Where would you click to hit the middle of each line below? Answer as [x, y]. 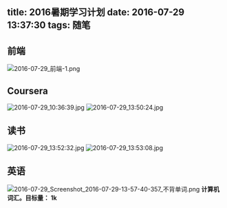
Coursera [28, 91]
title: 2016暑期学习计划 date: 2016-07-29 [96, 12]
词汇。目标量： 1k [32, 198]
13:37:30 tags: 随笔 [49, 25]
